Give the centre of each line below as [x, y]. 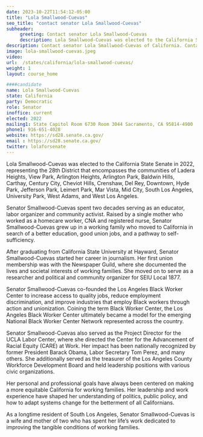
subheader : [20, 29]
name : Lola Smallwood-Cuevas [43, 90]
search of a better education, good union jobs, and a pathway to [86, 233]
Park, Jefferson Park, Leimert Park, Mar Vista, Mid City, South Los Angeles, [100, 189]
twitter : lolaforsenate [36, 146]
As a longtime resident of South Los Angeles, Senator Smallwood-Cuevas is [101, 414]
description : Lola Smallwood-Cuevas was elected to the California [106, 40]
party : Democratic [29, 102]
